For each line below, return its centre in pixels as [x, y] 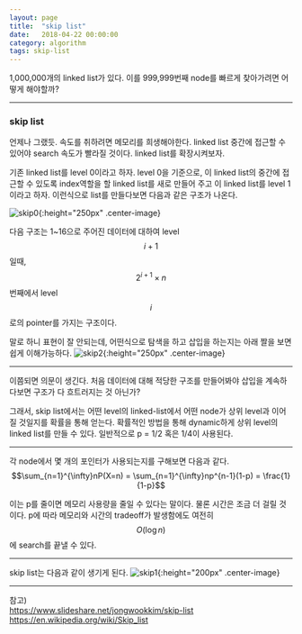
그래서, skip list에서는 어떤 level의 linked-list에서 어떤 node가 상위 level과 [139, 412]
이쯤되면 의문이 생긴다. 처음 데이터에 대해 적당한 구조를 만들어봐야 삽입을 [136, 381]
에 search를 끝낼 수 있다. [53, 545]
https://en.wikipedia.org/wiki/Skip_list [79, 620]
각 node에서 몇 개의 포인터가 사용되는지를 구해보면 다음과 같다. [119, 461]
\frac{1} [277, 476]
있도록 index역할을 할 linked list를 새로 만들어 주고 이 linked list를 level [160, 184]
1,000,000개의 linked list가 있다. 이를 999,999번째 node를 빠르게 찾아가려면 [145, 78]
